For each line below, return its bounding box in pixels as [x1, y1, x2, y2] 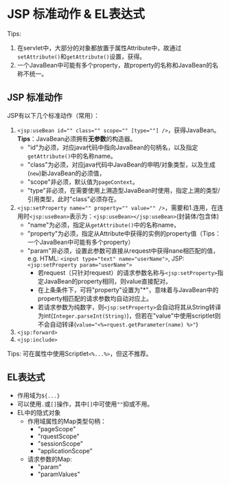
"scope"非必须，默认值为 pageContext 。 [27, 177, 139, 186]
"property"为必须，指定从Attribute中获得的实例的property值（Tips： [27, 229, 221, 238]
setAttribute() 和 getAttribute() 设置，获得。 [16, 52, 146, 61]
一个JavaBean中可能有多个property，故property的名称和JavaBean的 [16, 61, 213, 69]
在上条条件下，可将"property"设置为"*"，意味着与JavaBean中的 [37, 285, 219, 293]
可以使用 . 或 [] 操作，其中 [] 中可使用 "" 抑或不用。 [16, 400, 153, 408]
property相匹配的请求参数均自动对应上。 [37, 294, 153, 302]
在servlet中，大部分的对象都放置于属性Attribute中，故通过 [16, 43, 182, 52]
